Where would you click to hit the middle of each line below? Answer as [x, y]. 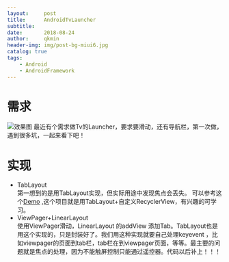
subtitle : [21, 26]
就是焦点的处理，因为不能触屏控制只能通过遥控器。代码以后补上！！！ [122, 252]
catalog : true [27, 52]
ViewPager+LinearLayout [53, 218]
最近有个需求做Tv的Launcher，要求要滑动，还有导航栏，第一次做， [128, 127]
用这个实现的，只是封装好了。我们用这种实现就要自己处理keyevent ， [114, 235]
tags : [15, 58]
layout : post [32, 13]
